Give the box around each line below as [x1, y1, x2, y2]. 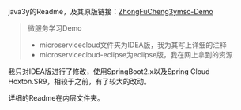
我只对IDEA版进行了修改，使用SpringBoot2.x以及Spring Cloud [8, 67, 210, 76]
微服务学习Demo [27, 24, 82, 33]
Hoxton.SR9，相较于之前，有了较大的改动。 [8, 77, 152, 86]
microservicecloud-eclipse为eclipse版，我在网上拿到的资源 [39, 50, 233, 59]
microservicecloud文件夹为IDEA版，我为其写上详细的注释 [39, 40, 227, 49]
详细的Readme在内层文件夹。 [8, 93, 104, 102]
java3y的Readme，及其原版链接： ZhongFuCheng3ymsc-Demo [8, 7, 213, 16]
